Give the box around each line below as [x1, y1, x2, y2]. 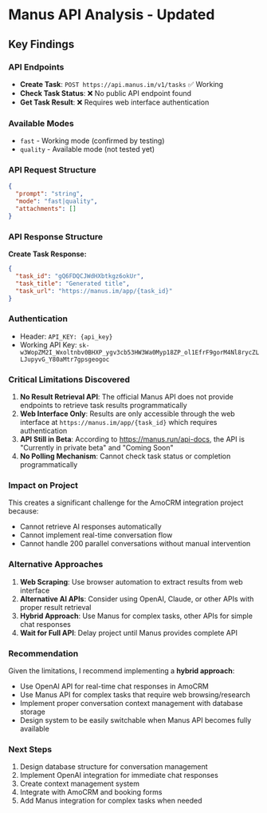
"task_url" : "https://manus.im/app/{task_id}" [15, 287, 173, 295]
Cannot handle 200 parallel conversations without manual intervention [19, 539, 251, 549]
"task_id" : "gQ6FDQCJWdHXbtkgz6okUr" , [15, 272, 145, 280]
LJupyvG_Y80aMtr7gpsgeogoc [19, 355, 110, 363]
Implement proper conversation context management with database [19, 699, 243, 708]
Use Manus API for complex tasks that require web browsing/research [19, 690, 251, 700]
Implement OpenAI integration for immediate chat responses [19, 771, 219, 780]
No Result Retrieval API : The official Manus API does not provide [19, 392, 234, 402]
